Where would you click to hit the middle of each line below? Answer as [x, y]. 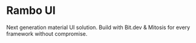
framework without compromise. [47, 33]
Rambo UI [31, 11]
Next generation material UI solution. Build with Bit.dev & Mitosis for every [98, 27]
